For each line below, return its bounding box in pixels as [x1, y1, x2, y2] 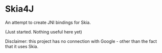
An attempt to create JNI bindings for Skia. [5, 19, 91, 25]
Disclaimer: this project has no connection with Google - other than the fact [5, 38, 157, 44]
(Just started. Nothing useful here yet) [5, 29, 82, 35]
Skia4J [5, 3, 34, 15]
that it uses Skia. [5, 43, 39, 49]
